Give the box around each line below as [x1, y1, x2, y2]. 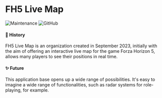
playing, [5, 87, 22, 93]
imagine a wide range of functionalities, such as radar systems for [5, 82, 143, 88]
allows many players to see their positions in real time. [5, 54, 118, 60]
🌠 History [5, 32, 25, 38]
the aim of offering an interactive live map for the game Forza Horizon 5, [5, 48, 155, 54]
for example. [22, 87, 49, 93]
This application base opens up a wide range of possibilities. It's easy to [5, 76, 155, 82]
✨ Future [5, 65, 24, 71]
